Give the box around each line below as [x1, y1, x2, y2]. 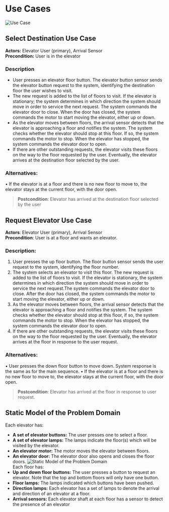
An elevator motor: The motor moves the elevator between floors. [12, 448, 150, 454]
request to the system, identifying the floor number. [12, 264, 120, 270]
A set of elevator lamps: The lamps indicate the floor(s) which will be [12, 437, 157, 443]
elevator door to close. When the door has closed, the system [12, 109, 141, 115]
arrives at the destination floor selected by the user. [12, 157, 120, 163]
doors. [12, 458, 26, 464]
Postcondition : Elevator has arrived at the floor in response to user [17, 388, 157, 395]
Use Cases [5, 3, 51, 15]
